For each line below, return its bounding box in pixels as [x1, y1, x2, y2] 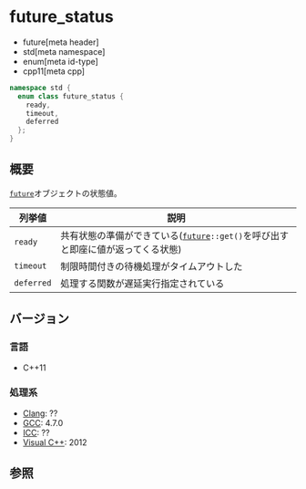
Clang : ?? [22, 408, 58, 419]
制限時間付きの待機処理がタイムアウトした [60, 260, 243, 273]
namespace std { [9, 83, 71, 92]
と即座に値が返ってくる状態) [60, 243, 182, 255]
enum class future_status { [17, 91, 125, 101]
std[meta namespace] [22, 46, 106, 57]
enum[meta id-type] [22, 56, 98, 67]
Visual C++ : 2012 [22, 436, 88, 448]
